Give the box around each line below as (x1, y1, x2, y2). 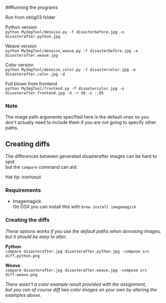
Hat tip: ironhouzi (5, 174, 42, 180)
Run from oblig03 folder (5, 14, 56, 20)
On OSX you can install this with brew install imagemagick (12, 204, 136, 210)
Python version (5, 24, 37, 30)
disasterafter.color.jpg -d (5, 72, 65, 77)
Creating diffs (5, 139, 50, 148)
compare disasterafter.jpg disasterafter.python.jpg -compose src (5, 249, 150, 254)
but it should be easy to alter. (5, 234, 67, 240)
